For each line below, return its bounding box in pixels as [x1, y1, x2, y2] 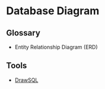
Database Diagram [6, 4, 100, 18]
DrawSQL [14, 76, 39, 84]
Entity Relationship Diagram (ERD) [14, 43, 98, 50]
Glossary [6, 28, 40, 38]
